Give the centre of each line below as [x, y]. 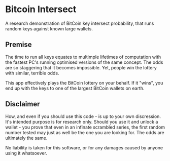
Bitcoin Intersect [41, 9]
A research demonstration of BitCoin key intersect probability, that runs [80, 23]
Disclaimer [23, 104]
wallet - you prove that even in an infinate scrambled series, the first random [85, 127]
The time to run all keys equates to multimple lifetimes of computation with [83, 57]
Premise [19, 45]
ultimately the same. [26, 138]
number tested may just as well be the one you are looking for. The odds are [85, 132]
